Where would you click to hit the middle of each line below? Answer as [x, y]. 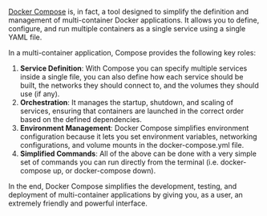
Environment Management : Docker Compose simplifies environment [134, 128]
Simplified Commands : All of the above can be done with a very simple [138, 153]
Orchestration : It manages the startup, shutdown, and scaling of [127, 102]
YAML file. [25, 37]
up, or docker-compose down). [104, 171]
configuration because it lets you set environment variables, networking [139, 137]
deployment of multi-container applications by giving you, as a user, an [125, 195]
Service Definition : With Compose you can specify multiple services [133, 68]
